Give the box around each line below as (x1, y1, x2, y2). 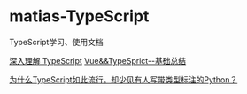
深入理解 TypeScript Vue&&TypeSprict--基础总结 (9, 55, 187, 66)
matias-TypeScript (9, 6, 150, 27)
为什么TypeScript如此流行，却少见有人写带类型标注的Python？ (9, 74, 238, 85)
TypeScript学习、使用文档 (9, 36, 104, 47)
